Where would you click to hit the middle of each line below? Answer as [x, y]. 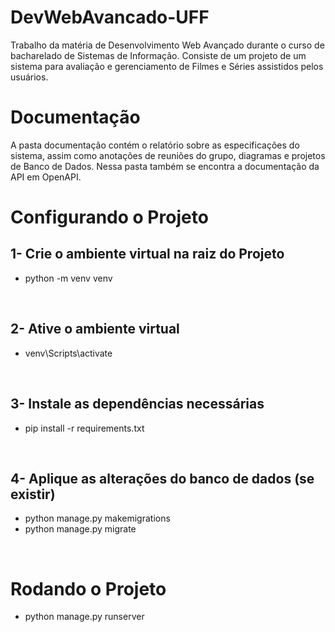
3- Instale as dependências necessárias [137, 404]
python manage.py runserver [84, 617]
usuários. [29, 77]
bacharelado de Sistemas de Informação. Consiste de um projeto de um [158, 55]
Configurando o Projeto [109, 217]
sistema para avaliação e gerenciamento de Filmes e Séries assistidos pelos [167, 66]
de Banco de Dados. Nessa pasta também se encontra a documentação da [165, 166]
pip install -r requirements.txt [84, 428]
